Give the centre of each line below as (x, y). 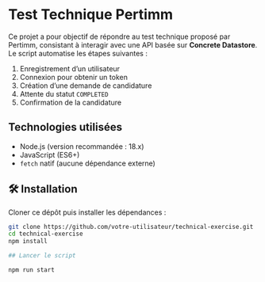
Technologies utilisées (65, 127)
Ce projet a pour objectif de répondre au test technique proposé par (119, 36)
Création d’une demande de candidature (86, 86)
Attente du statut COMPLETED (64, 93)
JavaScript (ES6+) (50, 154)
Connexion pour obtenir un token (74, 77)
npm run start (32, 270)
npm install (28, 242)
